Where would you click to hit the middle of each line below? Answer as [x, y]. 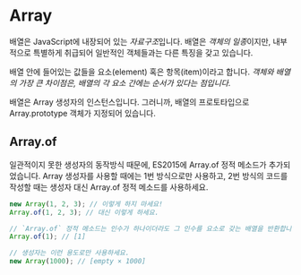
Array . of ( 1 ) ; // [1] [48, 237]
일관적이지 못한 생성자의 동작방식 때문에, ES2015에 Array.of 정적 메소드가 [138, 164]
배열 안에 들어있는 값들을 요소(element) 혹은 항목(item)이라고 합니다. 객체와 [142, 72]
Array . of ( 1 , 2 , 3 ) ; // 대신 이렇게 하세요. [84, 212]
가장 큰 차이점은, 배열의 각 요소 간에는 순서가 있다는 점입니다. [125, 82]
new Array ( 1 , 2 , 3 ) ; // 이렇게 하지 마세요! [86, 204]
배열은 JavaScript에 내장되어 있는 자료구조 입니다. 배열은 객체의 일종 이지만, [140, 41]
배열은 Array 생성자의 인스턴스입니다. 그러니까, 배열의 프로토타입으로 [129, 102]
